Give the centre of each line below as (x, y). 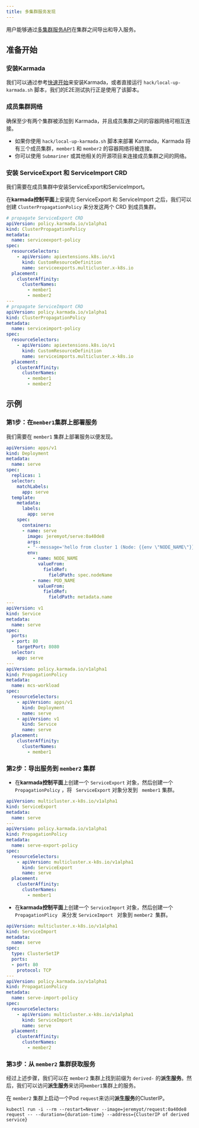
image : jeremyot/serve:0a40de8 (66, 536)
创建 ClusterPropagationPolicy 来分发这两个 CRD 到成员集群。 (83, 206)
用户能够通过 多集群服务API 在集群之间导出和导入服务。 (73, 29)
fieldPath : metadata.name (80, 597)
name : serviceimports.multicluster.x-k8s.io (78, 356)
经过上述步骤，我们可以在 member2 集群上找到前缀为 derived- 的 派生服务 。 (97, 1078)
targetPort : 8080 (38, 647)
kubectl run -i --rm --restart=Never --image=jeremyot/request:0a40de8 (96, 1110)
